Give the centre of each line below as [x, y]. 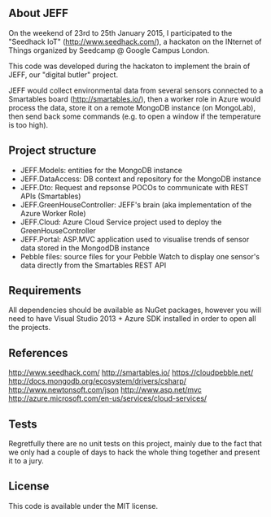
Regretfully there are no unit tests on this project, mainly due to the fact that [135, 444]
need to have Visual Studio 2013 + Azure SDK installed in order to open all [132, 319]
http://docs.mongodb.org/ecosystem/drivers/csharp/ [98, 381]
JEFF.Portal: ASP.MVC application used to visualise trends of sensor [135, 239]
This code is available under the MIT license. [83, 506]
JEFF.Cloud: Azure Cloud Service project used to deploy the [121, 222]
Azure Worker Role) [53, 213]
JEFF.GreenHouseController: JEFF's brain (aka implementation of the [136, 204]
